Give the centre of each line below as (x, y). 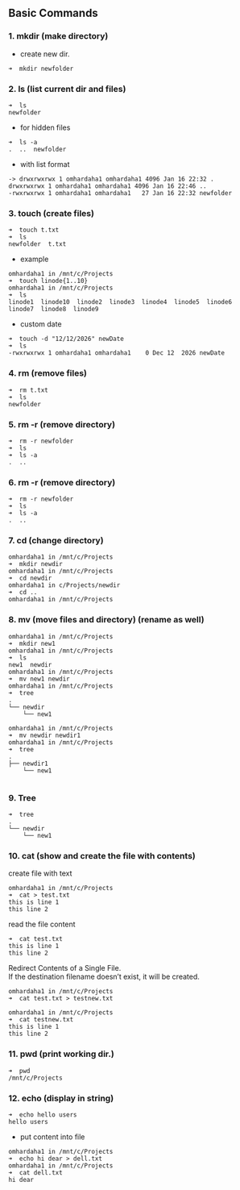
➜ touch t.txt (34, 230)
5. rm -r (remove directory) (62, 424)
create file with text (40, 873)
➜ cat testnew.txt (41, 1020)
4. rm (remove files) (48, 373)
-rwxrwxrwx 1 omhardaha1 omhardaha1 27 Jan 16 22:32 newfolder (120, 193)
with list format (45, 164)
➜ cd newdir (30, 578)
